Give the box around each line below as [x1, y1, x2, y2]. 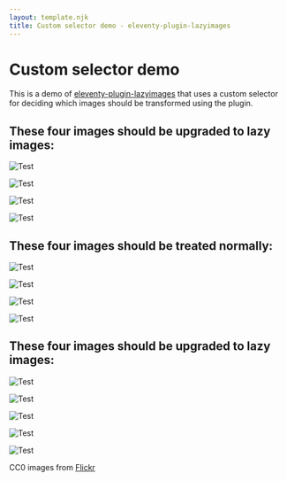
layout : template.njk [9, 12, 89, 22]
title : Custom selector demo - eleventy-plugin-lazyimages [9, 21, 231, 30]
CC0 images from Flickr [9, 462, 95, 472]
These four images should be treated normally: [9, 238, 274, 253]
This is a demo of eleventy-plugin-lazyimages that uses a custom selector [9, 89, 278, 99]
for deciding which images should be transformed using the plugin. [9, 98, 253, 109]
